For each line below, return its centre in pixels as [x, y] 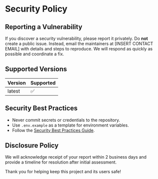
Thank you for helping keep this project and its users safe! [63, 172]
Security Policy [36, 9]
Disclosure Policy [32, 146]
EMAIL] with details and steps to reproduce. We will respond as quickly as [79, 49]
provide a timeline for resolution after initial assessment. [61, 162]
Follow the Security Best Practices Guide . [53, 130]
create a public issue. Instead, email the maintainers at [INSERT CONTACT [79, 44]
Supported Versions [36, 69]
